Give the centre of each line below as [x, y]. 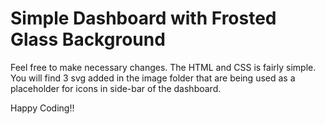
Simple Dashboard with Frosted [143, 18]
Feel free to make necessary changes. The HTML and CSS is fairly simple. [163, 67]
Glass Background [88, 39]
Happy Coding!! [42, 108]
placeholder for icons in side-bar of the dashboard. [116, 88]
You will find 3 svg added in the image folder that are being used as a [153, 78]
